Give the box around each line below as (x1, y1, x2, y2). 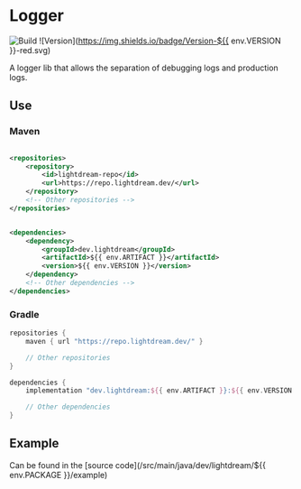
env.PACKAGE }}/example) (9, 469, 108, 480)
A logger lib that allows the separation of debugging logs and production (9, 62, 279, 73)
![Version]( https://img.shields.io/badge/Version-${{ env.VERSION (39, 35, 281, 46)
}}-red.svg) (9, 44, 51, 55)
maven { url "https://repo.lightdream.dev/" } (25, 337, 204, 346)
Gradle (9, 308, 40, 320)
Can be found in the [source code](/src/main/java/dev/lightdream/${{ (9, 459, 267, 470)
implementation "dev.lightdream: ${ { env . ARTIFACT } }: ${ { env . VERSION (25, 386, 293, 395)
